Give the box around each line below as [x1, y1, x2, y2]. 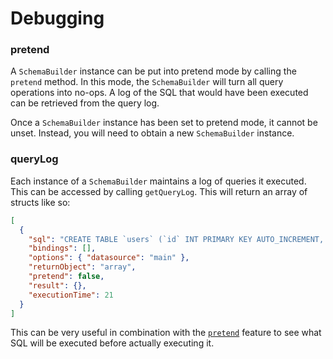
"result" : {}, [28, 280, 87, 291]
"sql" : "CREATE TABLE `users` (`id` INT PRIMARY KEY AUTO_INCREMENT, [28, 234, 325, 244]
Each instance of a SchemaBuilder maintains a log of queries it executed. [10, 175, 307, 187]
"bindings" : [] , [28, 243, 97, 254]
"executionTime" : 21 [28, 290, 114, 300]
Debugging [10, 7, 105, 30]
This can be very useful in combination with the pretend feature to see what [10, 327, 322, 339]
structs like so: [10, 196, 71, 208]
